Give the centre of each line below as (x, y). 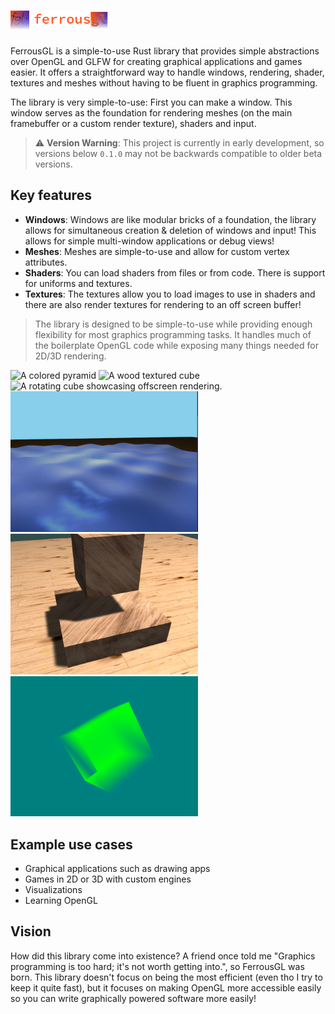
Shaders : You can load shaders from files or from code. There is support (175, 272)
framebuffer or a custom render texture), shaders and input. (133, 124)
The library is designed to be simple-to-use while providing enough (173, 324)
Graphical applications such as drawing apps (117, 869)
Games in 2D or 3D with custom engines (108, 879)
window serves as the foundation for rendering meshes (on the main (151, 113)
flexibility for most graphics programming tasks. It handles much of (173, 334)
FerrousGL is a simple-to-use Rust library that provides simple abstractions (165, 51)
